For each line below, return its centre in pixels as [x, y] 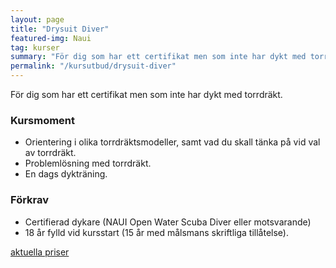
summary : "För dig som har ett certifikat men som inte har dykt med [158, 57]
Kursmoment [43, 120]
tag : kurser [35, 47]
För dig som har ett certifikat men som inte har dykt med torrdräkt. [146, 94]
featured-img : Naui [51, 38]
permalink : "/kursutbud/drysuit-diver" [93, 66]
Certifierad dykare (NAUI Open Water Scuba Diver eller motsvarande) [168, 222]
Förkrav [30, 200]
